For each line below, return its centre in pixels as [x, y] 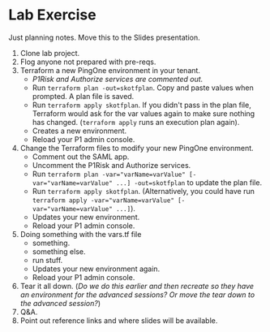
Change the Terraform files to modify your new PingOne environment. [137, 148]
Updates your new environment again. [96, 269]
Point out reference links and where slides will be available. [119, 320]
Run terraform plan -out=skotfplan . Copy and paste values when [143, 88]
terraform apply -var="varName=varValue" [103, 200]
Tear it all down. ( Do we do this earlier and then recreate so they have [137, 286]
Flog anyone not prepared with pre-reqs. [88, 62]
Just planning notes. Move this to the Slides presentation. [104, 37]
